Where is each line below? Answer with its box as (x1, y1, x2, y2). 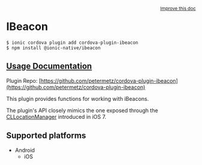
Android (14, 146, 35, 154)
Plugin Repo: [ (6, 77, 41, 84)
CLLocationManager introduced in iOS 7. (6, 113, 106, 120)
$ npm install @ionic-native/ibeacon (6, 44, 101, 51)
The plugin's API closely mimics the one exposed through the (6, 107, 158, 114)
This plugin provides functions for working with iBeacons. (6, 95, 149, 102)
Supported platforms (6, 131, 86, 141)
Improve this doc (160, 5, 196, 11)
